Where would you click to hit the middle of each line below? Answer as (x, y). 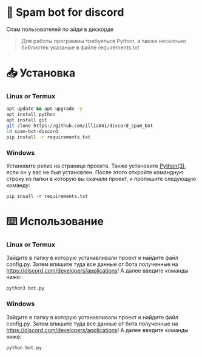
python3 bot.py (25, 288)
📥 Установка (41, 73)
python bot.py (24, 348)
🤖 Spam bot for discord (65, 12)
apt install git (27, 120)
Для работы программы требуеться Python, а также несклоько (104, 41)
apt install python (31, 115)
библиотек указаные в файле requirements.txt (80, 47)
